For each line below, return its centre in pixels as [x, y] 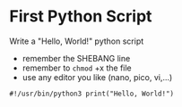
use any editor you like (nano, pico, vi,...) [97, 77]
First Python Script [81, 16]
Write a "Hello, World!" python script [77, 41]
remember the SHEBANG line [76, 58]
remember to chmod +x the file [77, 68]
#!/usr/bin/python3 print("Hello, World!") [92, 94]
